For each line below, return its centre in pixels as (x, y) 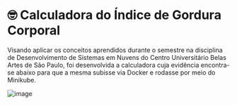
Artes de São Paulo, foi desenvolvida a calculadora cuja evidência (103, 65)
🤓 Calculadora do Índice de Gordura (114, 15)
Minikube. (22, 80)
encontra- (215, 65)
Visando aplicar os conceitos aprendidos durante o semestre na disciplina (115, 50)
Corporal (34, 31)
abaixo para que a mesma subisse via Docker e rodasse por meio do (116, 72)
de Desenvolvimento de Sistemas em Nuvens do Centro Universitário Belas (117, 57)
